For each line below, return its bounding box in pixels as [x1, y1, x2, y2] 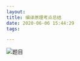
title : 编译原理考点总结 [6, 14, 62, 21]
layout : [6, 8, 26, 15]
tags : [6, 25, 20, 32]
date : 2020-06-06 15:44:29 [6, 20, 75, 26]
